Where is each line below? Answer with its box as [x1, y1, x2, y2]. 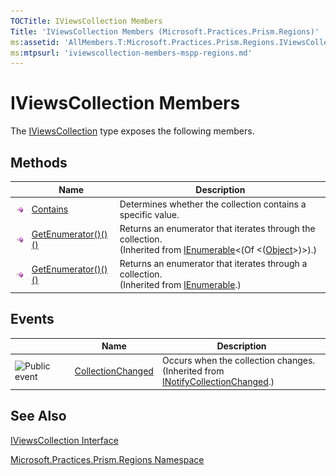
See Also [10, 408, 67, 425]
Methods [10, 154, 68, 171]
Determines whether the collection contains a [119, 198, 307, 210]
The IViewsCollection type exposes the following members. [10, 125, 255, 137]
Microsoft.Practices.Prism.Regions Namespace [10, 453, 205, 465]
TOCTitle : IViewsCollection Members [10, 16, 163, 26]
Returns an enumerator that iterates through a [119, 258, 308, 270]
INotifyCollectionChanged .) [161, 376, 275, 388]
